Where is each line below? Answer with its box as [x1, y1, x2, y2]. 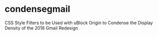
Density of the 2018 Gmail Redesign [4, 25, 78, 31]
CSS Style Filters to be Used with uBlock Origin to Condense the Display [4, 20, 153, 26]
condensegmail [4, 3, 70, 15]
